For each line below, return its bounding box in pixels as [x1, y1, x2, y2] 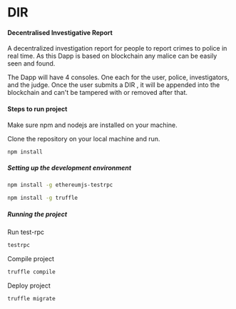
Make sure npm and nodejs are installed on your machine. [7, 121, 178, 129]
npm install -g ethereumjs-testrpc [7, 181, 113, 189]
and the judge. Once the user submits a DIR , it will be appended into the [7, 81, 220, 89]
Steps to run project [7, 104, 68, 113]
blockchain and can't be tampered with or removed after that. [7, 88, 188, 97]
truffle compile [7, 268, 56, 275]
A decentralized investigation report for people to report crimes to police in [7, 44, 227, 53]
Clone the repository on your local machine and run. [7, 134, 160, 143]
